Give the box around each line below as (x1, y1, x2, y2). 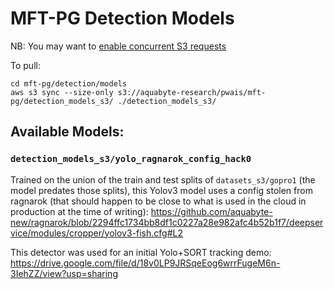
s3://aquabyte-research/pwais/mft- (117, 87, 267, 97)
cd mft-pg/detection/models (10, 78, 128, 89)
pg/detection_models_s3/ (10, 96, 114, 106)
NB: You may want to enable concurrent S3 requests (10, 40, 227, 52)
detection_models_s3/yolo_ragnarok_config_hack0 (10, 153, 252, 165)
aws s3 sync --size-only (10, 87, 114, 97)
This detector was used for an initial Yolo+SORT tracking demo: (10, 246, 272, 258)
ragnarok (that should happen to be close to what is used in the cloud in (10, 195, 307, 207)
